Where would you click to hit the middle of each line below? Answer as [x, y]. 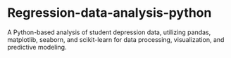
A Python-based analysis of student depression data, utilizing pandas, [109, 32]
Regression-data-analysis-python [110, 13]
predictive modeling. [37, 47]
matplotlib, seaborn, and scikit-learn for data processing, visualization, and [116, 39]
